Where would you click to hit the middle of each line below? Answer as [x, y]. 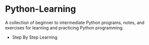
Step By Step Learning [35, 37]
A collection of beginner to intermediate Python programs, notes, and [75, 22]
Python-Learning [41, 9]
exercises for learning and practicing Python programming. [64, 27]
